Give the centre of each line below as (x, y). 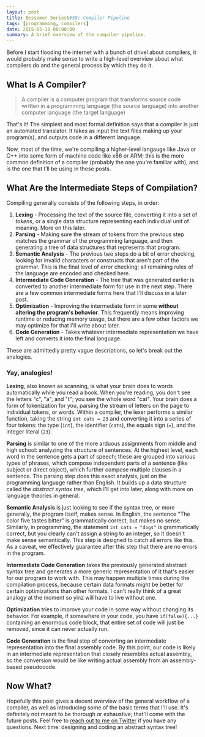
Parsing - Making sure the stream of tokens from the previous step (100, 234)
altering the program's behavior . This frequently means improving (100, 312)
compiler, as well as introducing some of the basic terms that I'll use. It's (97, 707)
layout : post (23, 12)
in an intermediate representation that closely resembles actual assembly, (99, 654)
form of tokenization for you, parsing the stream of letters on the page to (98, 406)
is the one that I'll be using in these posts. (59, 169)
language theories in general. (43, 496)
